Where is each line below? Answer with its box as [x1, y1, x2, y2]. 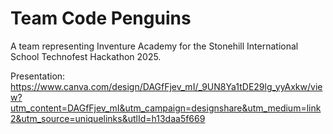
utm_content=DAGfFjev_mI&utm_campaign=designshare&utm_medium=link [10, 102, 322, 114]
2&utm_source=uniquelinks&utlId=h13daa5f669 [10, 112, 206, 124]
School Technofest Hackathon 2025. [10, 50, 162, 62]
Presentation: [10, 70, 66, 82]
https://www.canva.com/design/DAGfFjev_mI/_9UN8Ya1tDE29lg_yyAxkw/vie [10, 80, 323, 92]
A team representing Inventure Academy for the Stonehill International [10, 40, 299, 52]
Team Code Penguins [10, 7, 192, 30]
